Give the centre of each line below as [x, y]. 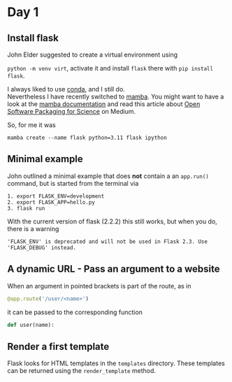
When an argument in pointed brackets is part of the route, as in [99, 286]
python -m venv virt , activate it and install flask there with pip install [110, 68]
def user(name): [31, 325]
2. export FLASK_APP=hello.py [51, 202]
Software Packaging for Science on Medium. [72, 111]
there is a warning [33, 228]
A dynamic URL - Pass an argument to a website [114, 269]
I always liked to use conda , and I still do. [66, 89]
